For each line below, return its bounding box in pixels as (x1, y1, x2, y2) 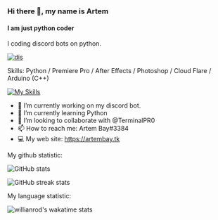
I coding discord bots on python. (7, 39, 102, 48)
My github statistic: (7, 151, 63, 160)
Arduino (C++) (7, 74, 49, 83)
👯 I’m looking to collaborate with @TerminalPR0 (17, 116, 155, 125)
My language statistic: (7, 192, 72, 200)
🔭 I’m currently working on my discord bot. (17, 101, 141, 110)
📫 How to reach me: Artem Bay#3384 (17, 124, 129, 133)
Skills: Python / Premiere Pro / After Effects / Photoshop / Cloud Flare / (7, 67, 212, 75)
